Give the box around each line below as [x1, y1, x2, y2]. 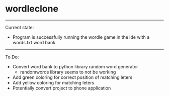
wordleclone [5, 3, 59, 15]
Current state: [5, 24, 34, 30]
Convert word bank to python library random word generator [12, 63, 138, 69]
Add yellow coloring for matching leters [12, 79, 95, 85]
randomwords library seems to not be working [20, 69, 116, 75]
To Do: [5, 54, 19, 60]
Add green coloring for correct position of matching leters [12, 74, 133, 80]
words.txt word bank [12, 39, 56, 45]
